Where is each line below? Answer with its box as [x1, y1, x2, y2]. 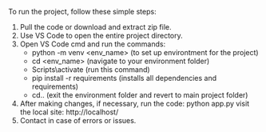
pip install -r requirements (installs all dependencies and [31, 74, 217, 82]
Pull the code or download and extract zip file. [19, 22, 172, 31]
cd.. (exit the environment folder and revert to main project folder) [31, 90, 248, 99]
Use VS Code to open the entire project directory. [19, 31, 184, 40]
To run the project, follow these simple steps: [8, 7, 157, 16]
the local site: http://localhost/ [19, 107, 119, 117]
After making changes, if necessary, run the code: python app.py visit [19, 99, 250, 108]
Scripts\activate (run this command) [31, 65, 150, 74]
